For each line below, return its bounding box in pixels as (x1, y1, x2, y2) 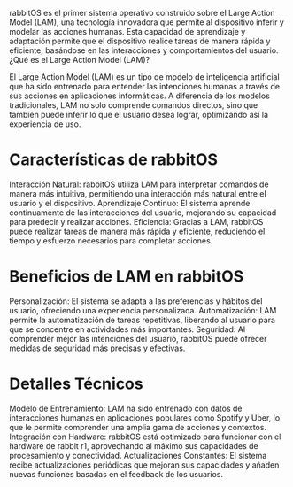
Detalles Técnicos (9, 374, 143, 394)
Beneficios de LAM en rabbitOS (9, 267, 244, 287)
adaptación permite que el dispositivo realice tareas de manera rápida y (9, 35, 271, 46)
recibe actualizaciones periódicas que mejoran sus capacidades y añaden (9, 460, 280, 470)
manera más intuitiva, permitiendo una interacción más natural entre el (9, 188, 267, 198)
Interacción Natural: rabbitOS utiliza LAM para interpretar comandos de (9, 179, 269, 189)
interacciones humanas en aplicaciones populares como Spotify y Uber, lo (9, 412, 281, 423)
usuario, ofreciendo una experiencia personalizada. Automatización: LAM (9, 305, 277, 315)
